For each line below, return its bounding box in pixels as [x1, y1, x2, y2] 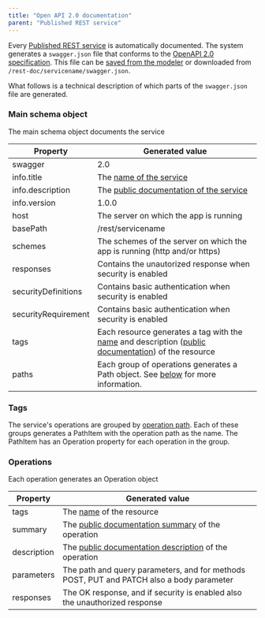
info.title [12, 171, 43, 182]
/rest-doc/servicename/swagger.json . [8, 65, 131, 75]
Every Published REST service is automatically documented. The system [8, 40, 244, 50]
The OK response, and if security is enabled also [62, 587, 242, 598]
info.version [12, 197, 57, 208]
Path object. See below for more [97, 368, 217, 379]
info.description [12, 184, 71, 195]
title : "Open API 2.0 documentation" [8, 11, 132, 20]
